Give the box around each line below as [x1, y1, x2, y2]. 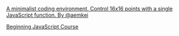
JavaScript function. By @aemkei [6, 11, 89, 19]
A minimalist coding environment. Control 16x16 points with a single [6, 5, 173, 12]
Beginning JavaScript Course [6, 23, 79, 30]
